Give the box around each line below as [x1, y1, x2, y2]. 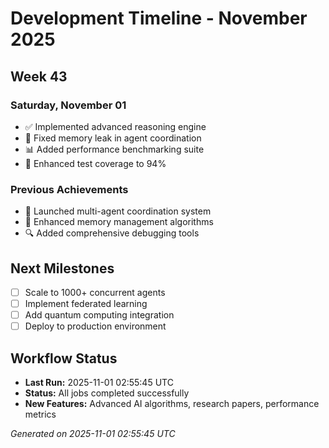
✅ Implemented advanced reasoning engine [24, 120, 207, 132]
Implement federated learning [24, 298, 148, 310]
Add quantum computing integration [24, 309, 175, 321]
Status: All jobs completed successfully [24, 387, 190, 399]
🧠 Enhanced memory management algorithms [24, 216, 214, 228]
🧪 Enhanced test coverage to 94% [24, 157, 167, 169]
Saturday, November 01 [10, 98, 127, 112]
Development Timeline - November [10, 7, 308, 30]
